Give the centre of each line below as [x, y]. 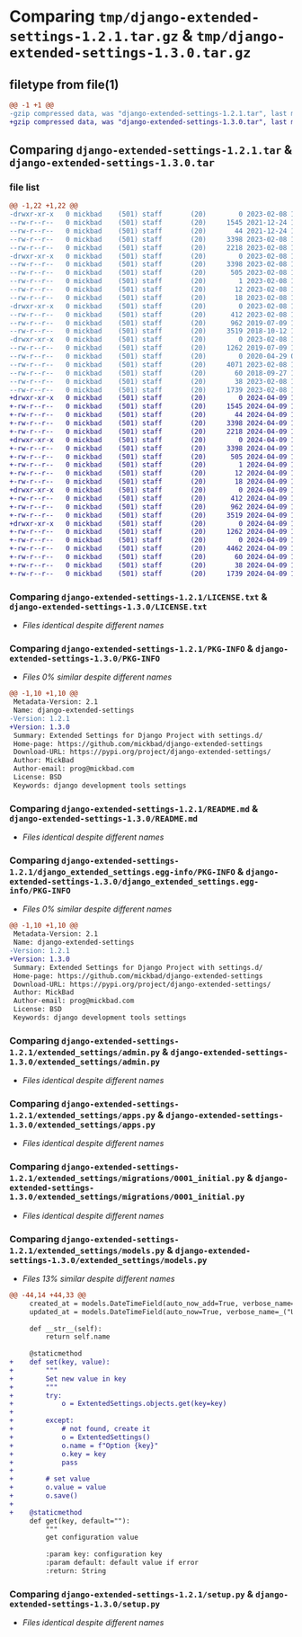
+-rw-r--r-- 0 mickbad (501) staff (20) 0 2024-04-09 [148, 540]
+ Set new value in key [68, 1379]
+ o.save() [44, 1496]
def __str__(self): [66, 1329]
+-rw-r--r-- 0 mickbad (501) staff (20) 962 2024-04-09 [148, 507]
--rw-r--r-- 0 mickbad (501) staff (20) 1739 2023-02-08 [148, 390]
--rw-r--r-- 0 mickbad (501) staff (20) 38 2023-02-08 [148, 381]
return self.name [78, 1337]
